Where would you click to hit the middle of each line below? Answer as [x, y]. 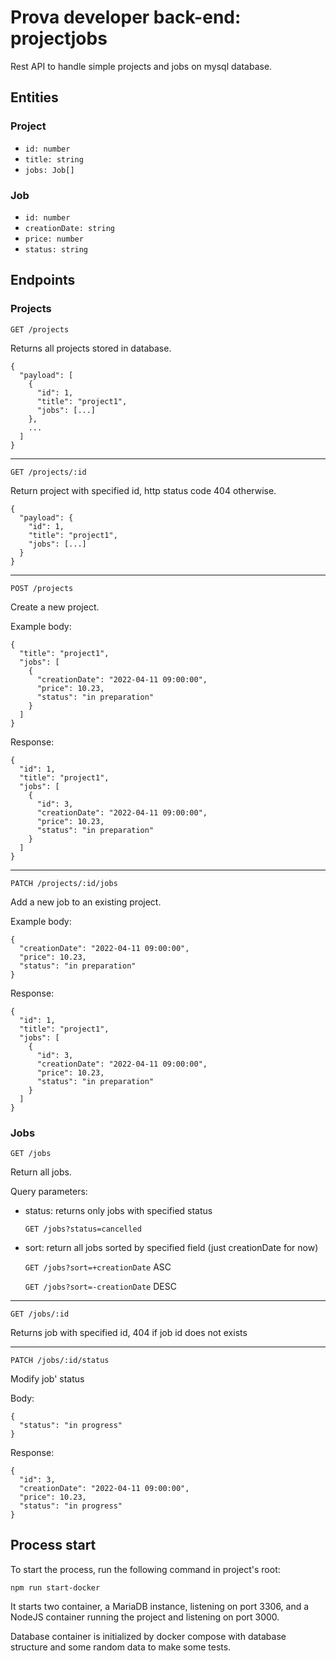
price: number [54, 239]
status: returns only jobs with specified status [118, 1210]
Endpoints [43, 280]
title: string [54, 159]
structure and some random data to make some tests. [121, 1647]
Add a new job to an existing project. [86, 902]
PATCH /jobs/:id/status [60, 1360]
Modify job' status [47, 1378]
